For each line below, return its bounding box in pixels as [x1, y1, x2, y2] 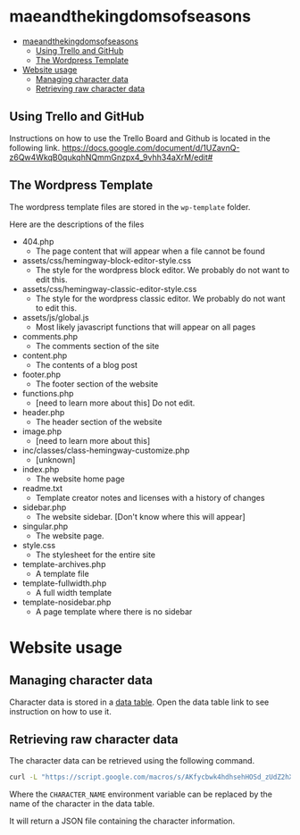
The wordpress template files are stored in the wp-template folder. [9, 201, 251, 212]
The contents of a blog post [35, 359, 138, 370]
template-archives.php [21, 558, 106, 569]
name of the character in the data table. [9, 798, 155, 809]
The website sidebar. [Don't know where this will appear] [35, 511, 246, 522]
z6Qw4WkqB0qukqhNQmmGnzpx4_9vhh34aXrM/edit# [9, 152, 213, 163]
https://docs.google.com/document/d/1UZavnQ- [62, 142, 240, 153]
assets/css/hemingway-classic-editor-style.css [21, 283, 197, 294]
